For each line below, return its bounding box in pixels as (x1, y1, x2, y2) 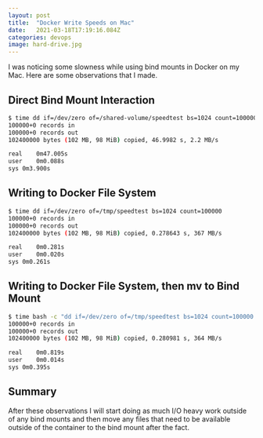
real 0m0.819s (8, 349, 65, 357)
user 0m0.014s (8, 356, 65, 364)
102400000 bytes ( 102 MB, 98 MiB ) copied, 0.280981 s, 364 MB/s (8, 334, 222, 342)
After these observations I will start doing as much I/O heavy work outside (8, 406, 247, 415)
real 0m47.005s (8, 150, 68, 158)
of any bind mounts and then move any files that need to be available (8, 414, 231, 424)
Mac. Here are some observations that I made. (8, 71, 158, 80)
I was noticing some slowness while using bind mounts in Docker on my (8, 62, 240, 71)
